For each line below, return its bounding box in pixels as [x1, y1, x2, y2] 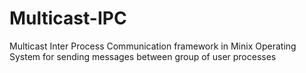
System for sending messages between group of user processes [9, 50, 277, 62]
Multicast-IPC [9, 7, 127, 30]
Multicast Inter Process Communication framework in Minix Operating [9, 40, 297, 52]
